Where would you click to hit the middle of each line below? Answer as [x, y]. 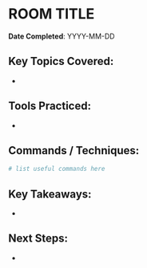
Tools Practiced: [50, 106]
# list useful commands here [57, 169]
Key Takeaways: [50, 194]
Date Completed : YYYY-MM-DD [62, 36]
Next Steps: [38, 239]
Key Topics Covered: [61, 61]
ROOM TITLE [52, 14]
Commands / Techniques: [74, 150]
